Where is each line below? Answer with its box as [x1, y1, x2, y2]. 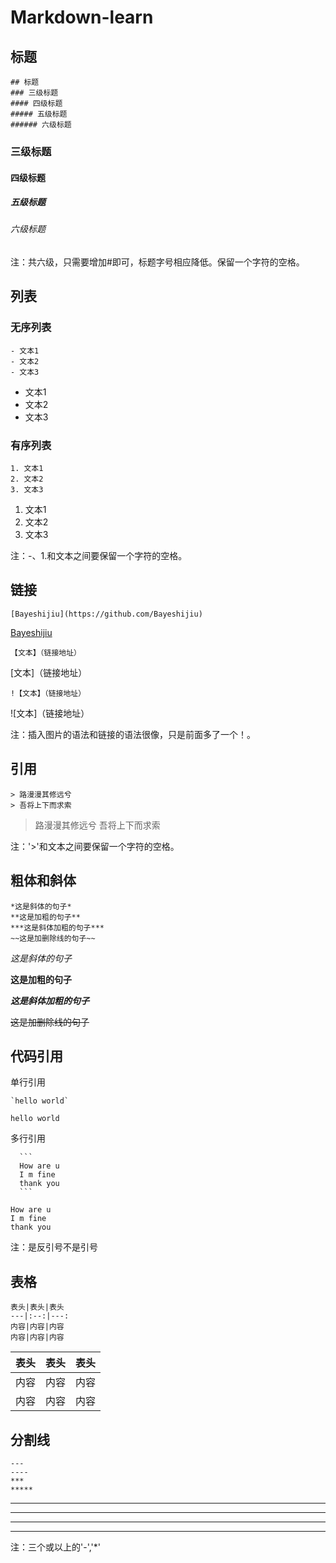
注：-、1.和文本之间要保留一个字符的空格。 [10, 550, 188, 562]
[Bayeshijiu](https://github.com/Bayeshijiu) [10, 609, 203, 619]
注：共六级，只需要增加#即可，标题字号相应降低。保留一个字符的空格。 [10, 256, 305, 268]
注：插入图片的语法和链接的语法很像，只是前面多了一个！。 [10, 728, 256, 740]
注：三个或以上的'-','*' [10, 1541, 101, 1553]
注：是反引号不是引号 [10, 1241, 98, 1253]
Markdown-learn [10, 6, 154, 29]
